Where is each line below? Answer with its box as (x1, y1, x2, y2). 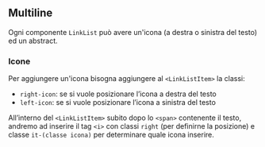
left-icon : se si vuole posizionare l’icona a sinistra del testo (19, 98, 217, 107)
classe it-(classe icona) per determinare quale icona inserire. (8, 130, 214, 140)
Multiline (8, 6, 53, 20)
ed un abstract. (8, 36, 58, 45)
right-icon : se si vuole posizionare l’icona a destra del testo (19, 89, 217, 99)
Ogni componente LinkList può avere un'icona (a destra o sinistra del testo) (8, 27, 258, 37)
